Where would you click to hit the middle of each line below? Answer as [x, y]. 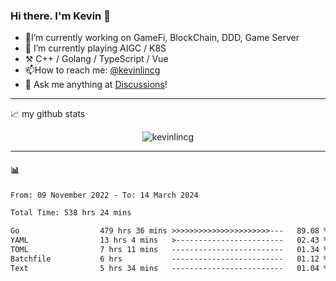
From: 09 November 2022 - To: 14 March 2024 [104, 195]
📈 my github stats [48, 114]
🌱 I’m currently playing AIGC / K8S [95, 48]
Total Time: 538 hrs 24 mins [71, 213]
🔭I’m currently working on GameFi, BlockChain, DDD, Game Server [162, 38]
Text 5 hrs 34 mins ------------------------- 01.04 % [169, 268]
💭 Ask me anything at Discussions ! [96, 85]
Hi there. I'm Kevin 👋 [60, 16]
